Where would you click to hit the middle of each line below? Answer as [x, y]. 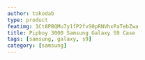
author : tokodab [31, 13]
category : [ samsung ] [37, 46]
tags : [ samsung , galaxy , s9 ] [49, 39]
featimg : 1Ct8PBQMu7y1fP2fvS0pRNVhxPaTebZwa [73, 26]
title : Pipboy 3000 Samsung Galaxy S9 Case [71, 33]
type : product [28, 20]
